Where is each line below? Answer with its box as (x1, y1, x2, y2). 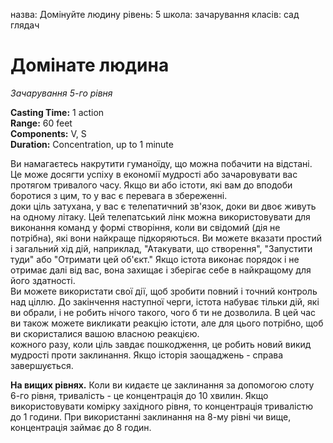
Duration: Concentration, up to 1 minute (10, 138, 174, 150)
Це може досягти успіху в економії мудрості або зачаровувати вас (10, 168, 298, 180)
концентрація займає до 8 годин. (10, 421, 152, 433)
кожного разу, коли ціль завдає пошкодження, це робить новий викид (10, 338, 312, 350)
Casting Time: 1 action (10, 106, 105, 118)
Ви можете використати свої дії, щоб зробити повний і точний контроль (10, 285, 318, 297)
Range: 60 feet (10, 117, 73, 129)
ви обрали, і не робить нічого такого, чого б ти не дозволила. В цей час (10, 306, 317, 318)
